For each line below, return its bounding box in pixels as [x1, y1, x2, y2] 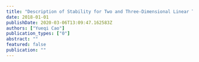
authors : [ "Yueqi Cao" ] [6, 25, 65, 31]
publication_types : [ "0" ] [6, 31, 70, 37]
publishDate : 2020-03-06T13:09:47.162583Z [6, 19, 113, 25]
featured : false [6, 42, 46, 48]
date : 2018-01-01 [6, 14, 49, 20]
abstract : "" [6, 36, 38, 42]
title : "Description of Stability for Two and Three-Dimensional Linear [6, 8, 190, 15]
